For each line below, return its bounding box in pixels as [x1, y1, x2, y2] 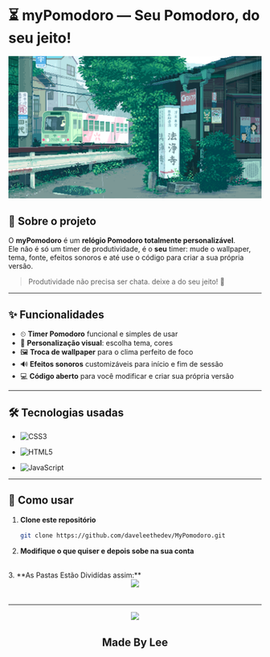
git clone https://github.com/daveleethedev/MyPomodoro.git [19, 532, 226, 540]
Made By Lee [101, 635, 169, 649]
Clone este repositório [19, 515, 96, 524]
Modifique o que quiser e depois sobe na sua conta [19, 546, 194, 556]
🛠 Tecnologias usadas [8, 406, 125, 420]
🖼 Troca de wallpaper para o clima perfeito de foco [19, 347, 194, 357]
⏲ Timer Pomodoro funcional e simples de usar [19, 329, 178, 339]
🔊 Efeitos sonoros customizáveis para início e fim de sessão [19, 359, 223, 369]
